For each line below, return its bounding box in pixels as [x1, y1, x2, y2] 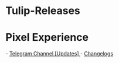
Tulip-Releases [5, 4, 80, 17]
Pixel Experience [5, 31, 89, 44]
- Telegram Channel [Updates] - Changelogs [5, 50, 114, 57]
